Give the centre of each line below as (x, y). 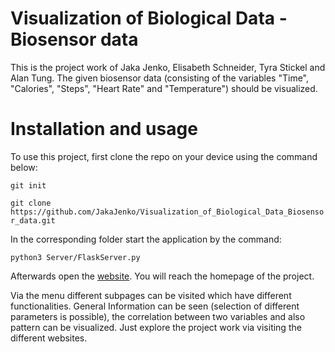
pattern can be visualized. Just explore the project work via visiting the (156, 327)
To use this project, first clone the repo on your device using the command (164, 156)
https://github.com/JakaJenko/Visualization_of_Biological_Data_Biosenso (167, 212)
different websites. (49, 338)
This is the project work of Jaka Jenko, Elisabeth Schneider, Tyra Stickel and (168, 67)
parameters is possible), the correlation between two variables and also (158, 316)
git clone (31, 203)
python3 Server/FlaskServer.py (75, 257)
